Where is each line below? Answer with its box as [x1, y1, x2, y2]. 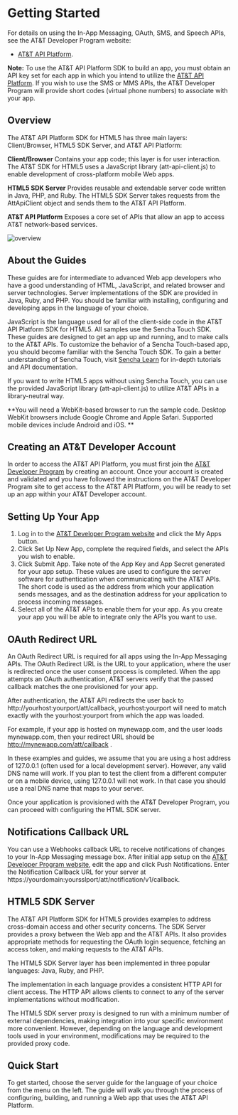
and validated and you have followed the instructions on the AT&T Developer [7, 475, 231, 484]
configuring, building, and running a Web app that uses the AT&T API [7, 1094, 208, 1102]
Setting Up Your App [7, 511, 99, 523]
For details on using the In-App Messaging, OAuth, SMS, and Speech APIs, [7, 28, 226, 37]
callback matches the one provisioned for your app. [7, 683, 158, 690]
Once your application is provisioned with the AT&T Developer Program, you [7, 798, 229, 806]
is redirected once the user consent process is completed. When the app [7, 667, 221, 676]
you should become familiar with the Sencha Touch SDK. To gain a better [7, 347, 222, 356]
